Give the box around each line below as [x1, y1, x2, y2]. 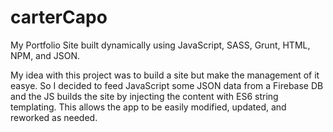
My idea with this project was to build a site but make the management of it [10, 69, 320, 81]
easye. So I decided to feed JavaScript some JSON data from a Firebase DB [10, 79, 324, 91]
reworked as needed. [10, 111, 98, 123]
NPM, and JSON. [10, 49, 81, 61]
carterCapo [10, 6, 108, 29]
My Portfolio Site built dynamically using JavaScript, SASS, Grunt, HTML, [10, 39, 311, 51]
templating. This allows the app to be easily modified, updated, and [10, 101, 287, 113]
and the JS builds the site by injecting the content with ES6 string [10, 90, 279, 102]
